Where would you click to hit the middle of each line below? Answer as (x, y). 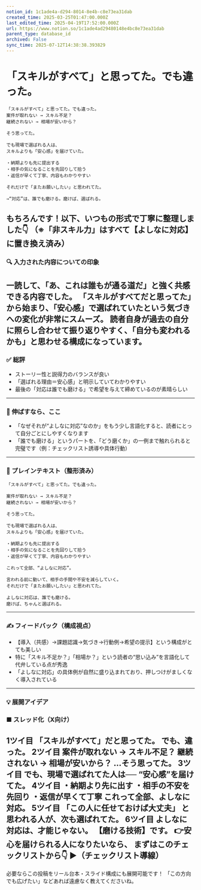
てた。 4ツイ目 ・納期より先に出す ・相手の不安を (98, 786)
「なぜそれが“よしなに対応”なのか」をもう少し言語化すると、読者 (96, 426)
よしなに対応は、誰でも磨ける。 (40, 598)
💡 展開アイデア (28, 702)
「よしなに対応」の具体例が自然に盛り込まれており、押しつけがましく (101, 672)
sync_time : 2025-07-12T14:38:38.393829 (56, 45)
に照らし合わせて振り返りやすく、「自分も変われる (98, 330)
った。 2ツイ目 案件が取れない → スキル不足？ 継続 (100, 752)
